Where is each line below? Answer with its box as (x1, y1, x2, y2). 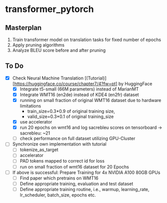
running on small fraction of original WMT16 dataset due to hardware (19, 97, 162, 103)
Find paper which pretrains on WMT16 (19, 175, 99, 181)
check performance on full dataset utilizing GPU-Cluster (19, 135, 136, 141)
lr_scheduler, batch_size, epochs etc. (19, 191, 96, 198)
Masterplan (5, 23, 42, 32)
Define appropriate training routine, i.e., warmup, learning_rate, (19, 186, 150, 192)
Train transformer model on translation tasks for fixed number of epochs (12, 36, 161, 42)
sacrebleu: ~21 (19, 130, 50, 136)
